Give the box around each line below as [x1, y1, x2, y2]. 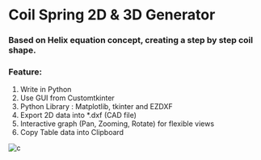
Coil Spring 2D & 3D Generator [8, 6, 216, 24]
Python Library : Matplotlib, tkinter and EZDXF [19, 102, 173, 112]
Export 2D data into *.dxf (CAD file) [19, 111, 137, 120]
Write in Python [19, 85, 72, 95]
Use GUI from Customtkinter [19, 93, 115, 103]
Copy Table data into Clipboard [19, 128, 124, 137]
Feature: [8, 66, 43, 78]
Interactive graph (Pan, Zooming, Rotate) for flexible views [19, 119, 215, 128]
